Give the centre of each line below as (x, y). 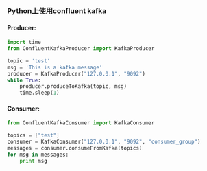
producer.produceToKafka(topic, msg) (73, 87)
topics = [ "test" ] (33, 135)
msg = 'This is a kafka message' (55, 67)
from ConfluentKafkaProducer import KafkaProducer (81, 49)
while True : (24, 80)
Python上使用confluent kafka (57, 10)
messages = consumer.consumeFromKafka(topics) (75, 148)
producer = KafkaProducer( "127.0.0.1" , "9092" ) (76, 73)
